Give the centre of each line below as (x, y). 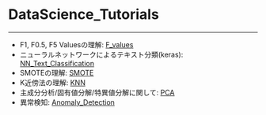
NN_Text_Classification (57, 63)
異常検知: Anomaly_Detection (67, 102)
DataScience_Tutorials (84, 15)
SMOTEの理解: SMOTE (57, 72)
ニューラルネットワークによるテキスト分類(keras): (101, 54)
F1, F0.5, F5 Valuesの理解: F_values (76, 44)
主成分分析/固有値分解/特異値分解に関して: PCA (97, 92)
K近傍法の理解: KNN (52, 82)
